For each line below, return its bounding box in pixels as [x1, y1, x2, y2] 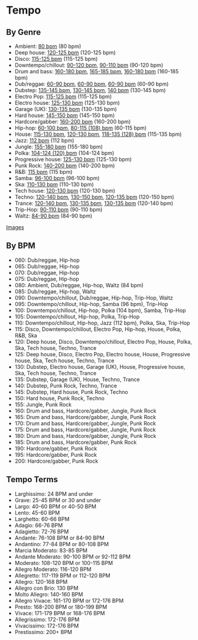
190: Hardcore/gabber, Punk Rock [14, 444, 98, 452]
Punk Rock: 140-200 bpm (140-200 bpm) [14, 162, 115, 169]
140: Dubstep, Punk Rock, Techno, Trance [14, 382, 117, 389]
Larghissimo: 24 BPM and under [14, 490, 93, 497]
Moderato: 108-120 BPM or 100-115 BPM [14, 559, 113, 566]
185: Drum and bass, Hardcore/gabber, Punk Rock [14, 438, 137, 446]
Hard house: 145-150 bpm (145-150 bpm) [14, 112, 115, 119]
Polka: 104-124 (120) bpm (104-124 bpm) [14, 150, 115, 157]
